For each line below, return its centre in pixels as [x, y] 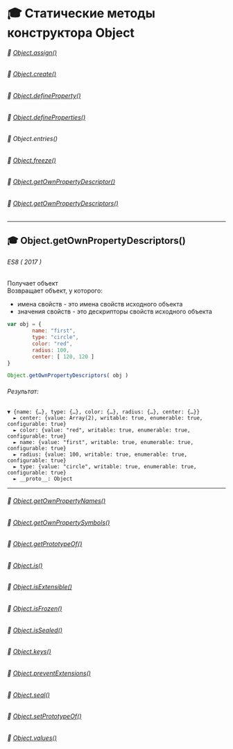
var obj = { [24, 324]
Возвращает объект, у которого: [55, 291]
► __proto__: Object [43, 479]
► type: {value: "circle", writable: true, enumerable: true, [105, 467]
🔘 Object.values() [32, 738]
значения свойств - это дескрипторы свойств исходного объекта [115, 312]
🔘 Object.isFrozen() [35, 609]
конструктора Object [71, 33]
